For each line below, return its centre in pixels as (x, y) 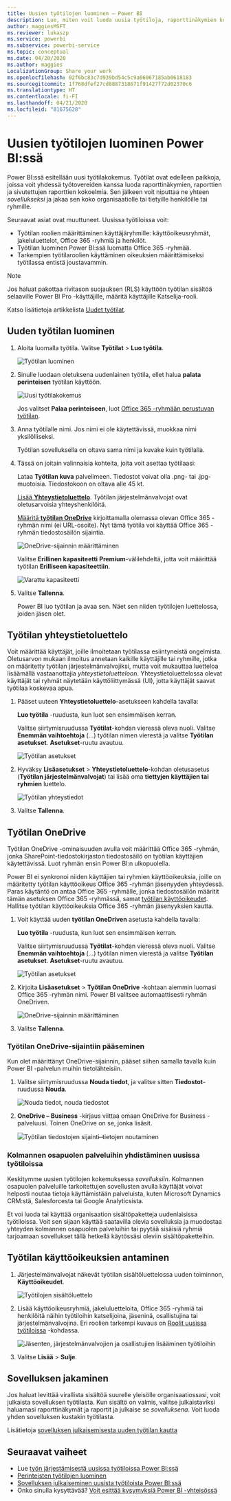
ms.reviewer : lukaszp (38, 33)
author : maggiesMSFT (37, 26)
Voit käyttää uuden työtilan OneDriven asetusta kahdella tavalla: (109, 920)
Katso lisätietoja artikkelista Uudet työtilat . (66, 310)
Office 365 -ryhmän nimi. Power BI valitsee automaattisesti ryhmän (112, 995)
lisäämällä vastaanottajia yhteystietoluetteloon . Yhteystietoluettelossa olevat (114, 673)
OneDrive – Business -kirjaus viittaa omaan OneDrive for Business (111, 1116)
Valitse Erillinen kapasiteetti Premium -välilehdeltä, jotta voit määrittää (117, 559)
